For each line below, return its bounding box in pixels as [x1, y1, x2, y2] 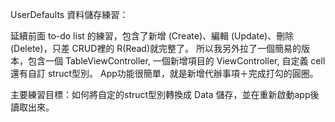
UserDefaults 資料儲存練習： [10, 9, 129, 20]
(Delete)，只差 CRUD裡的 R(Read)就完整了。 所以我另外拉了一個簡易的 [10, 43, 302, 54]
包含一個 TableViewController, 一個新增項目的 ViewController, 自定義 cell [27, 55, 326, 67]
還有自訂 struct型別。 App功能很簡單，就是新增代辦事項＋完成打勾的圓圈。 [10, 68, 319, 79]
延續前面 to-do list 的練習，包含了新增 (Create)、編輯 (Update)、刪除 [10, 30, 295, 42]
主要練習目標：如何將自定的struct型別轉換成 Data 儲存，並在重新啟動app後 [10, 89, 320, 100]
